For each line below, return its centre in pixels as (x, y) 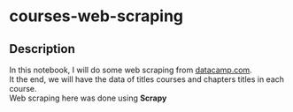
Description (42, 49)
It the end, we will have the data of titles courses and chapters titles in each (147, 79)
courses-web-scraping (96, 16)
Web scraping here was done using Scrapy (88, 98)
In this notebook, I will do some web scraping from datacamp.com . (131, 70)
